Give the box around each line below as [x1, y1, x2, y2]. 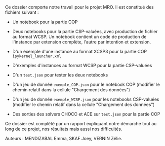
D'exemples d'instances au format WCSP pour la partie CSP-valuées [12, 63, 152, 68]
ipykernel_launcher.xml [12, 54, 62, 59]
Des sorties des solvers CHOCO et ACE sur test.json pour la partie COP [12, 111, 161, 117]
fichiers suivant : [5, 9, 39, 15]
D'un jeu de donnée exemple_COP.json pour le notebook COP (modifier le [12, 81, 160, 87]
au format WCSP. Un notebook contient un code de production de [12, 34, 147, 39]
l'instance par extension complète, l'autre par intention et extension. [12, 39, 151, 45]
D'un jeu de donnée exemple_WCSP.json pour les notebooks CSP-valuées [12, 96, 160, 102]
